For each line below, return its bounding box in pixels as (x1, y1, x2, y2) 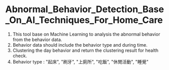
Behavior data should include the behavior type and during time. (12, 42, 148, 48)
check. (12, 52, 27, 59)
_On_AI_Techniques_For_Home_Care (5, 14, 163, 26)
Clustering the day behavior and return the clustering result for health (12, 47, 159, 53)
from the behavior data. (12, 37, 63, 43)
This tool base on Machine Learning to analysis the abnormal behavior (12, 31, 160, 37)
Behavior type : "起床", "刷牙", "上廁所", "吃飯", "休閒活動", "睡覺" (12, 58, 149, 64)
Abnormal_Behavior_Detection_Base (5, 4, 164, 15)
